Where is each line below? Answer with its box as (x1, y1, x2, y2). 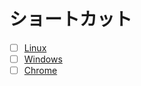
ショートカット (9, 8, 133, 31)
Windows (23, 53, 63, 65)
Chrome (23, 65, 58, 77)
